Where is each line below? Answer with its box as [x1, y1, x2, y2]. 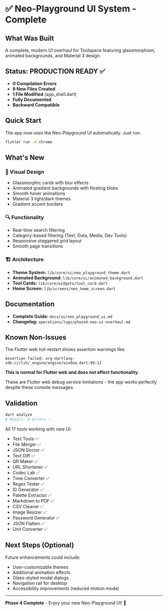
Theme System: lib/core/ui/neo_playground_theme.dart [12, 269, 130, 275]
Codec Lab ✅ [12, 469, 40, 475]
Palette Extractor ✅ [12, 492, 52, 498]
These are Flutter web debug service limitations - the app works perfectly [5, 379, 157, 385]
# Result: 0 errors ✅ [5, 417, 51, 422]
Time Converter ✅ [12, 475, 50, 481]
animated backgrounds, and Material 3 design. [5, 53, 101, 58]
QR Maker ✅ [12, 458, 38, 464]
